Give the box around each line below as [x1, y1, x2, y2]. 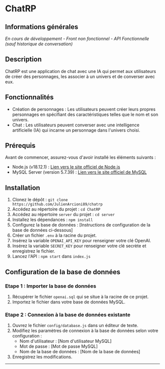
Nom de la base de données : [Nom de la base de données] [19, 349, 140, 355]
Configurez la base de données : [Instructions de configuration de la [12, 222, 151, 228]
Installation [5, 184, 40, 192]
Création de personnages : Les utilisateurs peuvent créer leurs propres [12, 106, 156, 112]
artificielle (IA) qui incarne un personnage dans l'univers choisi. [12, 127, 140, 133]
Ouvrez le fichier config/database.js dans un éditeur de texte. [12, 323, 138, 329]
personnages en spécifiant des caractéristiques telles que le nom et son [12, 111, 159, 117]
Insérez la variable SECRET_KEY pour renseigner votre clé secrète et [12, 243, 146, 249]
